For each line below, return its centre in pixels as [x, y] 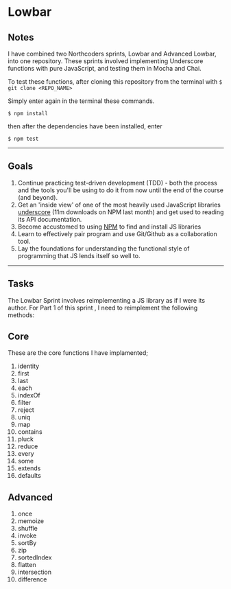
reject [26, 410]
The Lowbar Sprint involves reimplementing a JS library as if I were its [106, 300]
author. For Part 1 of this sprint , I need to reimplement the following [103, 308]
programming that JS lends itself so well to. [79, 255]
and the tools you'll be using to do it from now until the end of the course [120, 190]
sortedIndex [35, 557]
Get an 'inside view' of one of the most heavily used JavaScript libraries [119, 205]
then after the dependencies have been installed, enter [85, 126]
